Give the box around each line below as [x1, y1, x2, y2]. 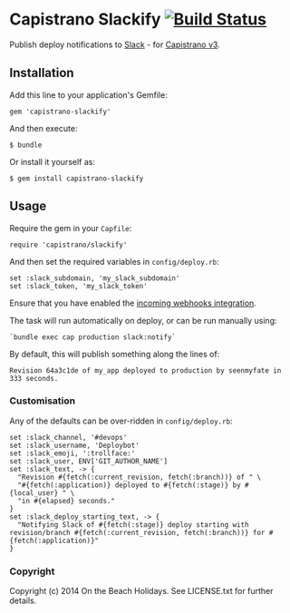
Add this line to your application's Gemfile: [9, 89, 168, 100]
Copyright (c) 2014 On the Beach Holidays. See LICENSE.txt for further [9, 586, 274, 597]
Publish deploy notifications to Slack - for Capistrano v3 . [9, 39, 220, 50]
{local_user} [9, 488, 59, 498]
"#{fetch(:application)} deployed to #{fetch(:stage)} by [17, 481, 242, 490]
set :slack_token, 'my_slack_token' [9, 281, 148, 290]
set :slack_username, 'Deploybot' [9, 441, 140, 450]
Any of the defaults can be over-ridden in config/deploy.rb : [9, 415, 233, 426]
